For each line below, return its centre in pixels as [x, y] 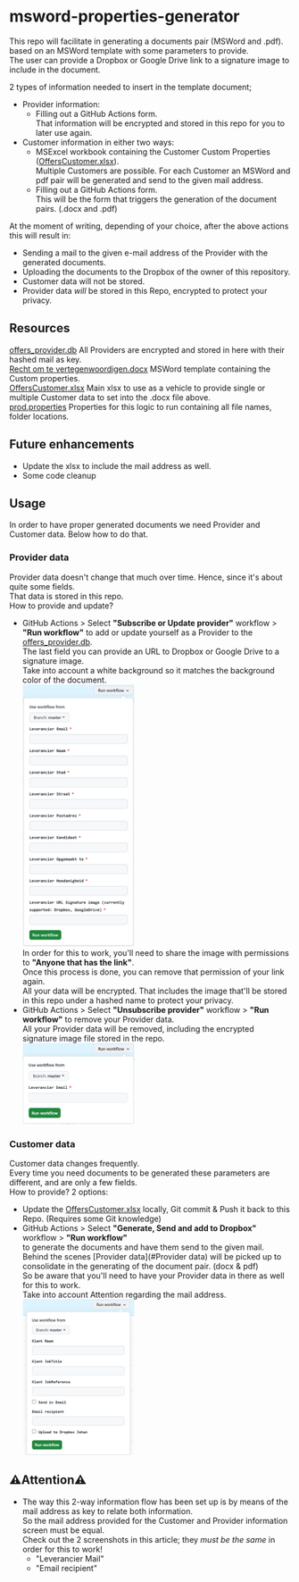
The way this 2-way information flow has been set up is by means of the [155, 1502]
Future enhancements [72, 444]
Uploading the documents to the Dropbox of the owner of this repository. [156, 272]
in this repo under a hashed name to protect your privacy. [128, 1000]
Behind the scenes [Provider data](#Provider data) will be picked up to [152, 1257]
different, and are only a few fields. [74, 1183]
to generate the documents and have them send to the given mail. [143, 1247]
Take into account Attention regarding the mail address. [124, 1295]
